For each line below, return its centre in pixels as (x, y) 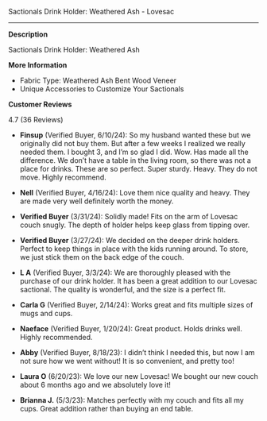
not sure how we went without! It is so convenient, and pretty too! (127, 361)
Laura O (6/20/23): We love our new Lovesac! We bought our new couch (139, 376)
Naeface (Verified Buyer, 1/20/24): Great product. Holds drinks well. (131, 328)
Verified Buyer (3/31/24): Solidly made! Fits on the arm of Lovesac (129, 216)
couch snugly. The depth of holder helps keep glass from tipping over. (135, 225)
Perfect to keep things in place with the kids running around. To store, (134, 249)
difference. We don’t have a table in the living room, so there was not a (135, 160)
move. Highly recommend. (63, 177)
